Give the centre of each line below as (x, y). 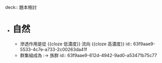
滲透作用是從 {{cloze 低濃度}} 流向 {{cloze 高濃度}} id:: (76, 44)
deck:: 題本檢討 (21, 7)
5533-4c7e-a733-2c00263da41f (53, 49)
